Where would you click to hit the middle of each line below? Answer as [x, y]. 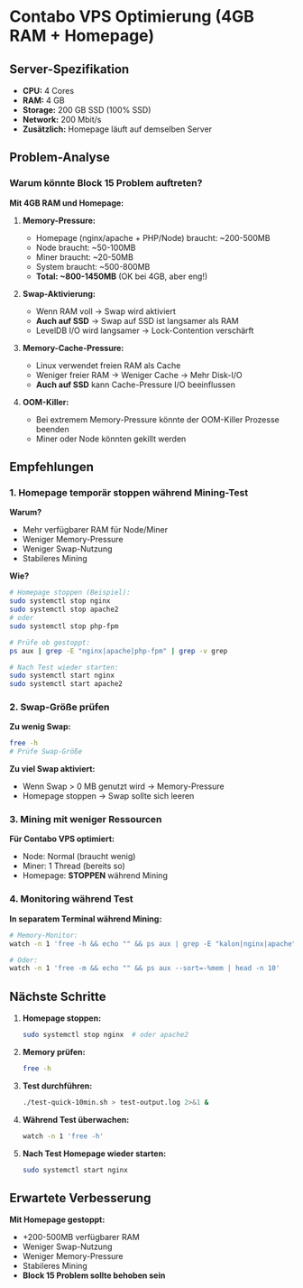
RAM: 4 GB [43, 100]
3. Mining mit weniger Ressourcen [86, 820]
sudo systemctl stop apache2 [64, 610]
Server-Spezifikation [69, 69]
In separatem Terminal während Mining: [86, 919]
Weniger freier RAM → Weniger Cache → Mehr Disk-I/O [139, 375]
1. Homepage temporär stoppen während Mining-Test [129, 492]
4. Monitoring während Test [71, 899]
